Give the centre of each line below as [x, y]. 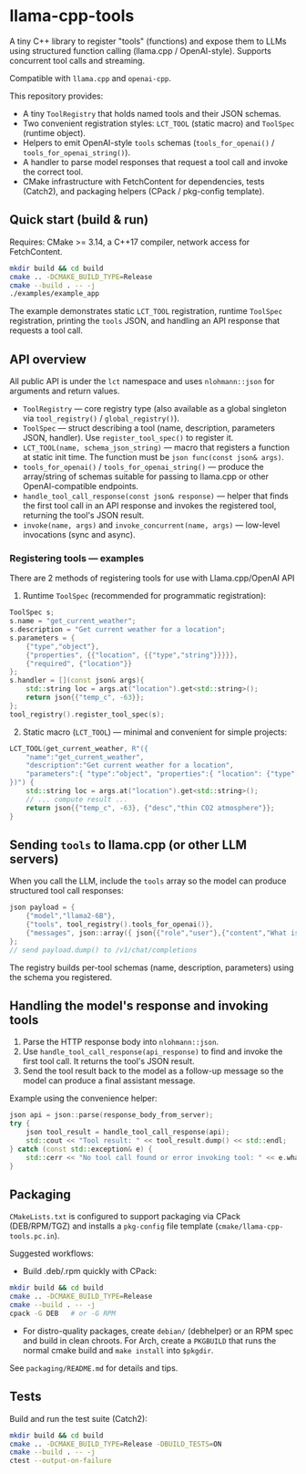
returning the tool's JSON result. [83, 516]
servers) [34, 859]
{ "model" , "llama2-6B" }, [71, 916]
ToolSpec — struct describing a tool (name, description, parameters [149, 428]
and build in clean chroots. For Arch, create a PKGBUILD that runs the [149, 1340]
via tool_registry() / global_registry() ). [101, 418]
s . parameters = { [42, 638]
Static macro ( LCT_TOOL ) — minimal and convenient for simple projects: [155, 732]
